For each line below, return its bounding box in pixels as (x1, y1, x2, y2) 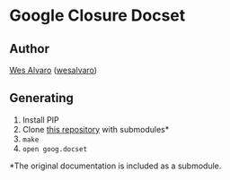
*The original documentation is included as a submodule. (9, 160, 222, 171)
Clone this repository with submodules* (22, 124, 170, 134)
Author (9, 41, 49, 56)
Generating (9, 90, 75, 106)
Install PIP (22, 114, 60, 125)
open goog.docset (22, 144, 88, 153)
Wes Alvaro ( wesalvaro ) (9, 64, 97, 75)
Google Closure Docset (9, 5, 186, 26)
